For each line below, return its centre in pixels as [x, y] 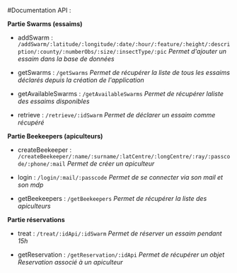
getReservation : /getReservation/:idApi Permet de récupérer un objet [121, 255]
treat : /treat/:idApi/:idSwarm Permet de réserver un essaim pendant [120, 233]
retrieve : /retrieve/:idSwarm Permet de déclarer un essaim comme [116, 115]
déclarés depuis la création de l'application [81, 80]
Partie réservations [36, 220]
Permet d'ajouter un [198, 51]
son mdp [30, 185]
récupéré [31, 122]
